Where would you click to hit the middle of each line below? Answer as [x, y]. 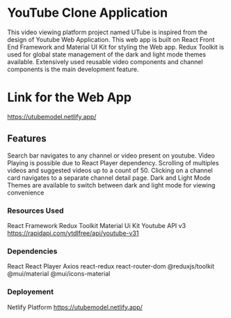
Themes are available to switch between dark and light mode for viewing [111, 185]
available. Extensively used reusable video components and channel [105, 61]
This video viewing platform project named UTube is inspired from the [107, 32]
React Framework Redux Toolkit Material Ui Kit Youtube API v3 [97, 225]
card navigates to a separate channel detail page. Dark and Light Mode [109, 177]
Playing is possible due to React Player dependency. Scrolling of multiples [113, 162]
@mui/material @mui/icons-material [59, 274]
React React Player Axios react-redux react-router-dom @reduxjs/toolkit [111, 266]
